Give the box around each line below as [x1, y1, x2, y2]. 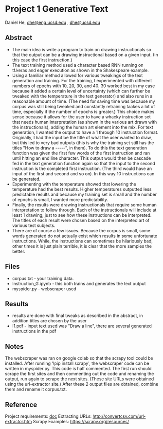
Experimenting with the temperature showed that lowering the [12, 181, 136, 187]
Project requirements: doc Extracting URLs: [5, 413, 92, 419]
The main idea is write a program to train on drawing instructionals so [12, 46, 152, 52]
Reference [5, 400, 37, 409]
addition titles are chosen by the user [12, 318, 87, 324]
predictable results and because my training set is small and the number [12, 191, 157, 197]
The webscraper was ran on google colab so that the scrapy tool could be [5, 355, 153, 361]
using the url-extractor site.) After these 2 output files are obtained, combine [5, 381, 159, 387]
